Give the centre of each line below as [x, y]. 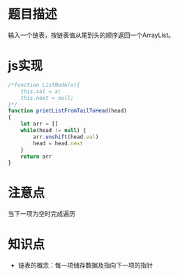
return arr [36, 157]
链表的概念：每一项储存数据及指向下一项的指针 [85, 266]
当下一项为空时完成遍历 [42, 214]
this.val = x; [41, 92]
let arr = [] [39, 124]
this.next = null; [47, 98]
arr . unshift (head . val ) [66, 137]
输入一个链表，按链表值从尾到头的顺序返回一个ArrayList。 [91, 35]
